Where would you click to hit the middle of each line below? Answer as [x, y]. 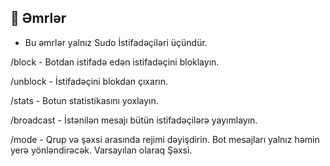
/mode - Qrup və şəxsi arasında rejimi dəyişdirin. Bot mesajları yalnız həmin [165, 139]
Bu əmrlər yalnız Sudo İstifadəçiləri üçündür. [116, 42]
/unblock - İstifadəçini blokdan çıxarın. [89, 81]
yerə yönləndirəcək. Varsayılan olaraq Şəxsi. [101, 150]
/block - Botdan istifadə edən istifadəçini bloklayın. [115, 62]
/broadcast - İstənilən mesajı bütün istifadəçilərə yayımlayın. [134, 120]
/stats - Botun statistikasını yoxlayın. [84, 100]
